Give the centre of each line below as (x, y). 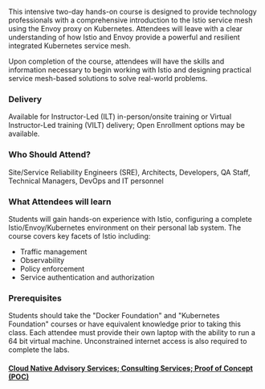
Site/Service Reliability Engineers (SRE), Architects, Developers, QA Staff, (129, 172)
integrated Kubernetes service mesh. (69, 46)
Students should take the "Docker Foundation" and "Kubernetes (114, 316)
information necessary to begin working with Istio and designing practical (130, 70)
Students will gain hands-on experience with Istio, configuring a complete (130, 219)
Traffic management (53, 252)
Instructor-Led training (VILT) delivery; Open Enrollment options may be (126, 125)
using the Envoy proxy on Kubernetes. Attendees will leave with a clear (126, 29)
